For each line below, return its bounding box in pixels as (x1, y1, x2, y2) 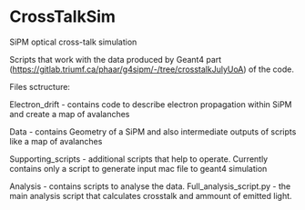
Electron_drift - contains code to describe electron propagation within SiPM (9, 98, 292, 110)
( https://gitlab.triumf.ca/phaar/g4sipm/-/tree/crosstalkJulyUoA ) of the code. (9, 64, 294, 75)
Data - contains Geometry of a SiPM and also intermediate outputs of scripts (9, 125, 297, 137)
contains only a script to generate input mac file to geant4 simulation (9, 163, 268, 174)
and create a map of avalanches (9, 108, 130, 119)
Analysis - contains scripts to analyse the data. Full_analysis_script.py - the (9, 180, 291, 192)
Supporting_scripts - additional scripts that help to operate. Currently (9, 153, 269, 165)
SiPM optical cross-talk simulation (9, 36, 137, 47)
